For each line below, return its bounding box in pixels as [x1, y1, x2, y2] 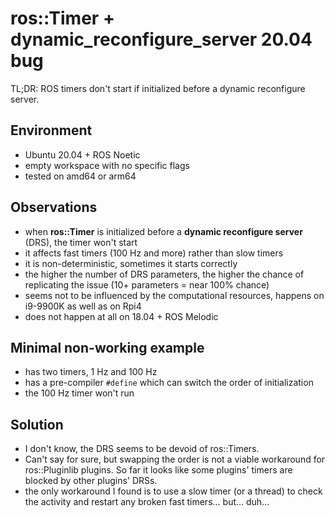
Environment [10, 122, 93, 139]
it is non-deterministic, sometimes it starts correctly [24, 257, 238, 269]
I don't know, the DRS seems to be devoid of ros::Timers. [24, 443, 260, 455]
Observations [10, 199, 98, 216]
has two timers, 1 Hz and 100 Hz [24, 366, 158, 378]
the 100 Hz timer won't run [24, 387, 135, 399]
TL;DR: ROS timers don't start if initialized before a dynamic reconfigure [10, 82, 306, 94]
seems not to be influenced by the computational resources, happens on [24, 289, 325, 301]
